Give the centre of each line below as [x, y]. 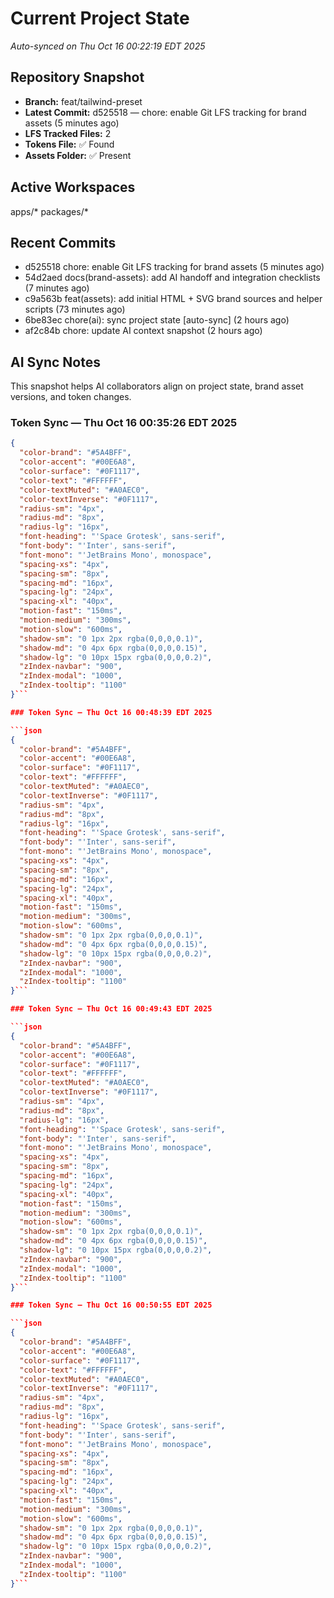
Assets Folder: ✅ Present [78, 155]
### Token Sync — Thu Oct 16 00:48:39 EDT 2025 [111, 712]
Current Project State [100, 18]
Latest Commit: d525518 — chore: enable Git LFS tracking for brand [165, 112]
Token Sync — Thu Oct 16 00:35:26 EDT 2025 [124, 423]
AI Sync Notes [55, 362]
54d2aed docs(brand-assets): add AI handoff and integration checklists [172, 278]
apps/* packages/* [49, 211]
